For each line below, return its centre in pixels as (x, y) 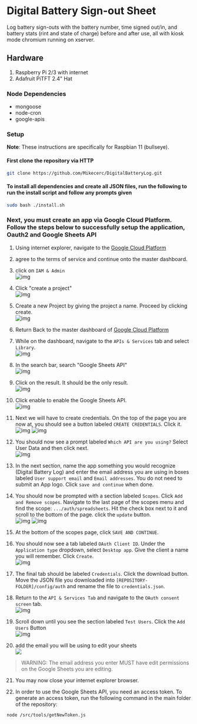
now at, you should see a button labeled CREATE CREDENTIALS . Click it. (98, 424)
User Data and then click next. (52, 448)
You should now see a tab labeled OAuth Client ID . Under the (90, 543)
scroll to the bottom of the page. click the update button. (83, 514)
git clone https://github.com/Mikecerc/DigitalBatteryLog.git (84, 173)
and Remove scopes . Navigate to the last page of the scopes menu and (100, 502)
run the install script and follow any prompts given (69, 193)
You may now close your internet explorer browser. (77, 680)
